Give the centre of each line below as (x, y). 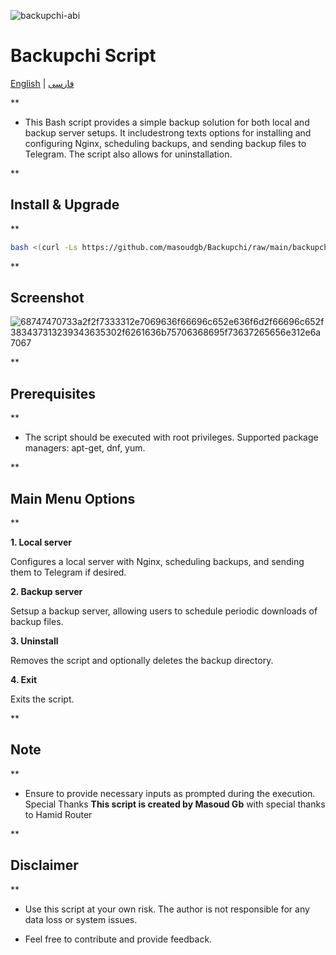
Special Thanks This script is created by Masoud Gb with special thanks (175, 804)
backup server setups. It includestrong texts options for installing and (168, 132)
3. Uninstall (34, 641)
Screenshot (47, 298)
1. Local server (41, 542)
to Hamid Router (58, 814)
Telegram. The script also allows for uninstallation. (128, 154)
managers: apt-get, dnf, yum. (85, 448)
